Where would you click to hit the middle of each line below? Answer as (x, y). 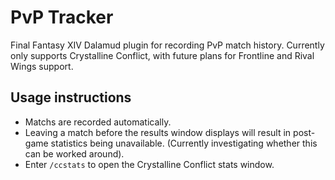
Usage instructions (71, 97)
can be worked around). (74, 153)
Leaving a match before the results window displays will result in (158, 132)
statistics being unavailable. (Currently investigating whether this (184, 143)
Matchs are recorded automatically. (98, 122)
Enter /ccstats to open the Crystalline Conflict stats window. (149, 164)
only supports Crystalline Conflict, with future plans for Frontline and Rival (162, 55)
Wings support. (42, 66)
